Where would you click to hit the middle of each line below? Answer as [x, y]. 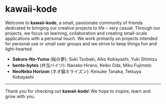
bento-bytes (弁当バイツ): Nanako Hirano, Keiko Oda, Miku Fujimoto [82, 65]
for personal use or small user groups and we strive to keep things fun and [81, 43]
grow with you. [20, 96]
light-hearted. [19, 49]
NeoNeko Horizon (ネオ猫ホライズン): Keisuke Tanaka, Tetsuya [77, 71]
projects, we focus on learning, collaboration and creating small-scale [76, 33]
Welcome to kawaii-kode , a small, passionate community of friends [74, 23]
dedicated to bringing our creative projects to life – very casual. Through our [83, 28]
